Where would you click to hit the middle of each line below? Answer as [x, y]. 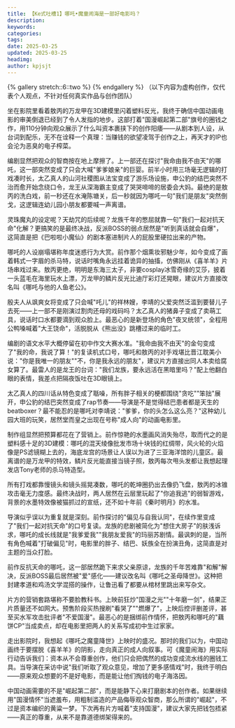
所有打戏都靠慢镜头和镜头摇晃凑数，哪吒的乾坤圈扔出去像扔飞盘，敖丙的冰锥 [117, 484]
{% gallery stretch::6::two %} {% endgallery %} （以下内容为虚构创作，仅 [113, 87]
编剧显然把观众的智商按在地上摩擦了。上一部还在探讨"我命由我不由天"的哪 [114, 160]
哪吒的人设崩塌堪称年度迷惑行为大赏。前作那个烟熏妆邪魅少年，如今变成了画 [117, 252]
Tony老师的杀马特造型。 [54, 469]
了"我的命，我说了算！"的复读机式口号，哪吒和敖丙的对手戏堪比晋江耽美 [111, 352]
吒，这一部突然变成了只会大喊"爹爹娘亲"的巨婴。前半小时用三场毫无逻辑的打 [117, 169]
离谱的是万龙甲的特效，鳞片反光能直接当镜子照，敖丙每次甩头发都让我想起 [114, 461]
